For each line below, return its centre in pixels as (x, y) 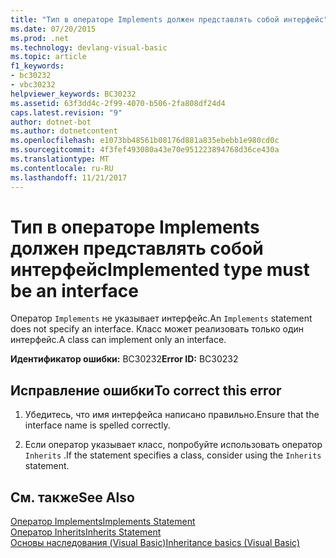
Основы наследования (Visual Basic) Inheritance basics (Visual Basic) (155, 543)
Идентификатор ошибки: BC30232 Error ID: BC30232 (124, 359)
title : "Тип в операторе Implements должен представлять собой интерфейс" (169, 19)
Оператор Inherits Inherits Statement (86, 532)
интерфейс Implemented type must (160, 269)
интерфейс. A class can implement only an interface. (118, 340)
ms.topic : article (48, 57)
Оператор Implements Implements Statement (103, 522)
